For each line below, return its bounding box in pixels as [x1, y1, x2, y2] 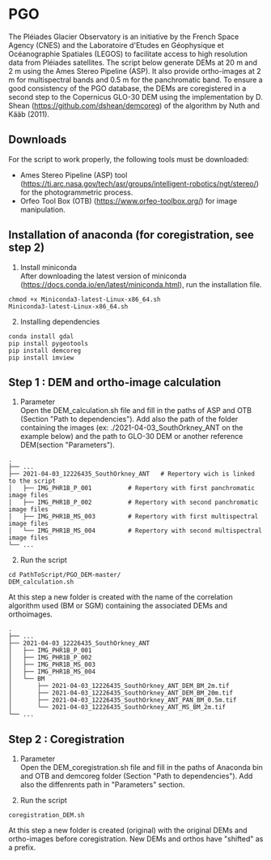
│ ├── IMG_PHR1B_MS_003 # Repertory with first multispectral [8, 513, 259, 521]
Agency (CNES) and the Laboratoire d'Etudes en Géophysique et [8, 40, 224, 49]
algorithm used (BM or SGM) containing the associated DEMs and [8, 601, 228, 611]
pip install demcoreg [8, 346, 82, 355]
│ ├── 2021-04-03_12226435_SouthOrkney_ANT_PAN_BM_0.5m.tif [8, 696, 237, 704]
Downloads [8, 133, 67, 147]
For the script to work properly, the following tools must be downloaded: [8, 154, 249, 164]
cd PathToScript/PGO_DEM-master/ [8, 571, 121, 579]
